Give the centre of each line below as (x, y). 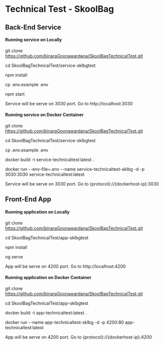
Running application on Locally (37, 212)
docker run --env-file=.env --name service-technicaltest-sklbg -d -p (75, 169)
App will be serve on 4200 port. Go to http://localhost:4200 (66, 266)
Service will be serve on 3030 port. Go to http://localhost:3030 (69, 103)
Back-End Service (33, 27)
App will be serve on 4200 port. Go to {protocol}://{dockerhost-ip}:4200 (79, 337)
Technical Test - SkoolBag (60, 9)
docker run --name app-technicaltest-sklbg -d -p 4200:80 (65, 322)
